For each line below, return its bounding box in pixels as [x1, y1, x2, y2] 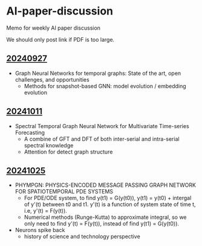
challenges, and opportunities [15, 76, 90, 83]
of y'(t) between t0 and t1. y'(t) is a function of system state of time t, [24, 201, 196, 208]
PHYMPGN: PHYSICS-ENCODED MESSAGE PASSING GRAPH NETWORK [15, 181, 197, 189]
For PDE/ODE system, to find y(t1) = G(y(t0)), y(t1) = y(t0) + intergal [24, 195, 192, 202]
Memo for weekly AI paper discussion [6, 24, 101, 31]
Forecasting [15, 129, 45, 136]
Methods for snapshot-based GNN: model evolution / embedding [24, 82, 186, 89]
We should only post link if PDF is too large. [6, 36, 115, 43]
